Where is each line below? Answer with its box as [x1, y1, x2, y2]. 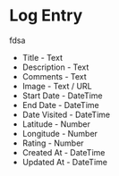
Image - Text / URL [21, 80, 92, 91]
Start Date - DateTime [21, 90, 103, 101]
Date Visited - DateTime [21, 109, 110, 120]
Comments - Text [21, 71, 87, 81]
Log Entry [9, 5, 83, 26]
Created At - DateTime [21, 147, 106, 157]
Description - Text [21, 62, 89, 72]
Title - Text [21, 52, 63, 63]
